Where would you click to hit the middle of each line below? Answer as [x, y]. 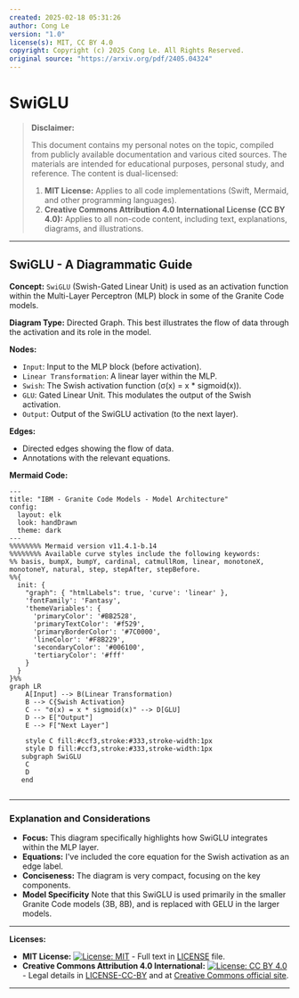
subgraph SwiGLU [51, 757]
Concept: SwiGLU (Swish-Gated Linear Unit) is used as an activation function [149, 286]
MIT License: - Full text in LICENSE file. [123, 957]
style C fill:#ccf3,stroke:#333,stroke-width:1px [119, 740]
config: [24, 507]
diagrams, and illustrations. [94, 228]
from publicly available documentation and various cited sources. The [159, 154]
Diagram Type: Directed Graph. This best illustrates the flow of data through [149, 323]
